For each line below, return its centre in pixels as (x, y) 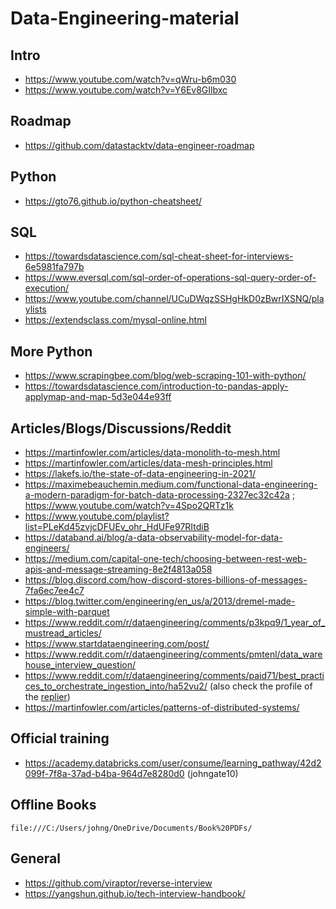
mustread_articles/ (63, 633)
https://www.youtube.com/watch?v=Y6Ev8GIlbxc (126, 90)
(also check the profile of (261, 686)
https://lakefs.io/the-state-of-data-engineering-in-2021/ (140, 474)
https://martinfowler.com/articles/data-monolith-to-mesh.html (152, 453)
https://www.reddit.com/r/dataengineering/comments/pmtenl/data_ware (173, 654)
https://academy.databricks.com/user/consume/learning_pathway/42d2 (173, 763)
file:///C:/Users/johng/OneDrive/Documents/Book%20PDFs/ (131, 828)
